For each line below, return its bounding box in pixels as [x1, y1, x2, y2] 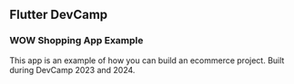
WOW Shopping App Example [9, 34, 144, 47]
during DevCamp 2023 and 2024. [9, 64, 136, 75]
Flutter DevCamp [9, 7, 108, 23]
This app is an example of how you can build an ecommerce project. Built [9, 54, 285, 66]
